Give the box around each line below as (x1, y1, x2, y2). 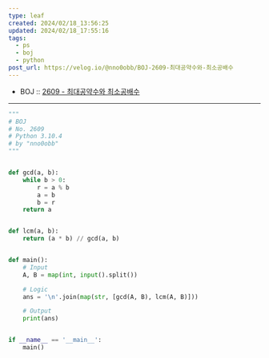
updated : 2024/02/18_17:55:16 (8, 26, 110, 34)
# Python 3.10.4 (8, 133, 62, 141)
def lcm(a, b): (8, 227, 59, 236)
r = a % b (37, 183, 70, 192)
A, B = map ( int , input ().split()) (22, 271, 138, 279)
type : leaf (8, 11, 45, 20)
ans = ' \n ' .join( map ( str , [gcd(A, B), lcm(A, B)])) (22, 292, 199, 300)
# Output (22, 307, 52, 316)
